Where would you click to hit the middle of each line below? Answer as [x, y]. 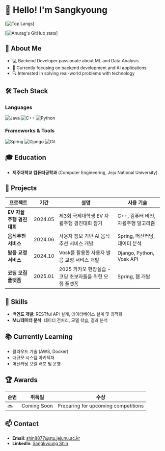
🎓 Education [26, 158]
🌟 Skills [16, 302]
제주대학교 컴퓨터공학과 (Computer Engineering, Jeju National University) [85, 172]
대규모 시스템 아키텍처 [33, 357]
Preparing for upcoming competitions [101, 405]
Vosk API [128, 259]
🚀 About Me [23, 49]
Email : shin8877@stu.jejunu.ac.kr [46, 438]
